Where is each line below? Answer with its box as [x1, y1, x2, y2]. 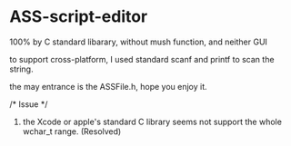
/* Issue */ [9, 98, 48, 110]
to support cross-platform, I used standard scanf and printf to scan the [9, 54, 275, 64]
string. [9, 63, 34, 74]
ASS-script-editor [9, 6, 148, 27]
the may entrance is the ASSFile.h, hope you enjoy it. [9, 81, 207, 92]
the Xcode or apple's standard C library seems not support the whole [22, 116, 282, 127]
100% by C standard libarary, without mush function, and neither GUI [9, 36, 268, 47]
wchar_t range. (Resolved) [22, 125, 122, 137]
